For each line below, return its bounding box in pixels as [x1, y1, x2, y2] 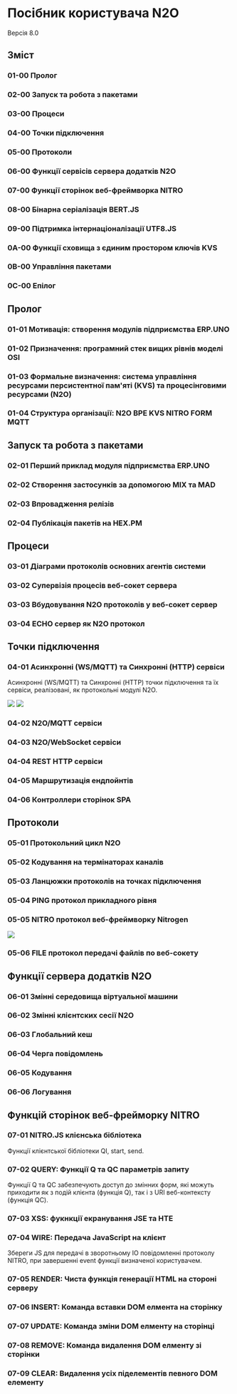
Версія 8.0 [7, 29, 39, 37]
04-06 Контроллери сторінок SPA [7, 795, 132, 805]
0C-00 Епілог [7, 281, 56, 291]
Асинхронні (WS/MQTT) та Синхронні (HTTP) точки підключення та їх [7, 678, 219, 687]
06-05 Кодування [7, 1068, 73, 1078]
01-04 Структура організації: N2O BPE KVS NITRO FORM [7, 408, 212, 418]
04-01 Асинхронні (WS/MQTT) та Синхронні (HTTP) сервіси [7, 661, 226, 671]
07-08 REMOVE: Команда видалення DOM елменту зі [7, 1341, 201, 1351]
